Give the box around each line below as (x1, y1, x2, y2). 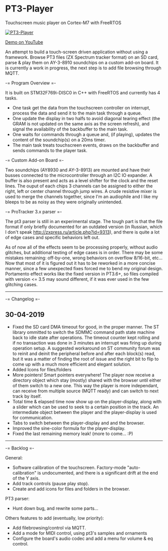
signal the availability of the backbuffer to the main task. (12, 126, 128, 132)
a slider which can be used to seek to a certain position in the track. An (12, 404, 159, 410)
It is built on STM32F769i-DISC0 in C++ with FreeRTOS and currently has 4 (5, 89, 160, 95)
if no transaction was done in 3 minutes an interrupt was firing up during (12, 340, 161, 346)
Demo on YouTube (5, 39, 43, 45)
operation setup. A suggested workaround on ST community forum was (12, 345, 160, 351)
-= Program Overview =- (5, 80, 56, 86)
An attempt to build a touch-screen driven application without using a (5, 49, 148, 55)
